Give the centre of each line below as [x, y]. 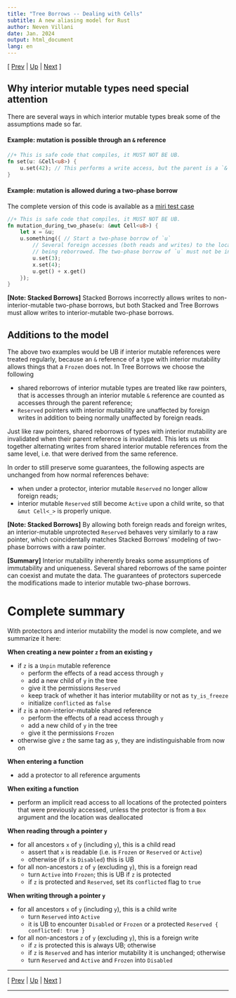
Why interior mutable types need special [98, 89]
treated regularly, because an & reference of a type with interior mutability [114, 359]
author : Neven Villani [40, 27]
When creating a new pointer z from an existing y [80, 652]
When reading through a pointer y [57, 831]
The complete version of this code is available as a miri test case [101, 206]
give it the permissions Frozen [71, 733]
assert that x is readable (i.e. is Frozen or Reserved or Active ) [115, 852]
